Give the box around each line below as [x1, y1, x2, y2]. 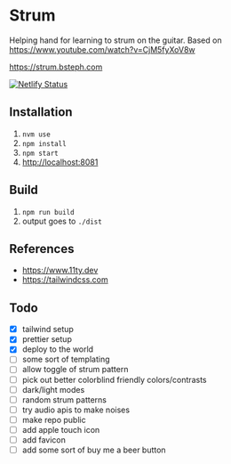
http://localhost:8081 [21, 157, 99, 167]
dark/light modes [21, 384, 85, 395]
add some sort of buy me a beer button [21, 444, 166, 455]
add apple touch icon [21, 424, 100, 435]
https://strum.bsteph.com [9, 61, 103, 72]
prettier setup [21, 334, 73, 345]
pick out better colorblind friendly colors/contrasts [21, 374, 207, 385]
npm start [21, 149, 60, 158]
